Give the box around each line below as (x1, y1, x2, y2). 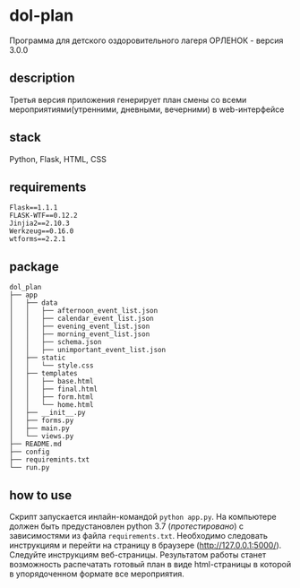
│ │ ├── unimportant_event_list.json (9, 346, 167, 355)
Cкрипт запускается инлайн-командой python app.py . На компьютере (9, 512, 278, 522)
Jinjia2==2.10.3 (9, 219, 70, 229)
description (9, 71, 75, 86)
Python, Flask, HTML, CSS (9, 153, 107, 164)
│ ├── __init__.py (9, 409, 87, 418)
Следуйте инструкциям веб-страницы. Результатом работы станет (9, 549, 267, 560)
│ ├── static (9, 353, 66, 363)
